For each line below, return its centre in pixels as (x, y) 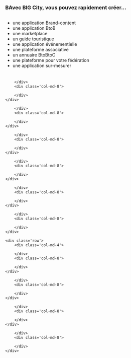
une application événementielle (45, 44)
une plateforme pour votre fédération (51, 60)
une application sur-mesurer (42, 66)
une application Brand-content (44, 23)
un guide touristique (33, 39)
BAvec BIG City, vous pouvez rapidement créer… (66, 8)
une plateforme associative (40, 50)
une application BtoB (34, 28)
